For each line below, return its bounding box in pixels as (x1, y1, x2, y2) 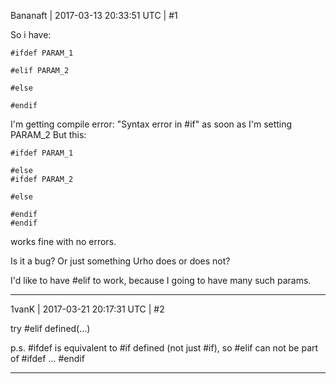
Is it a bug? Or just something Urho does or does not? (10, 255, 231, 267)
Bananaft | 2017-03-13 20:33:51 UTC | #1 (10, 10, 178, 21)
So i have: (10, 29, 52, 40)
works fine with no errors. (10, 236, 117, 247)
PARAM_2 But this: (10, 129, 87, 140)
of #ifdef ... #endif (10, 353, 85, 364)
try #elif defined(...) (10, 323, 91, 334)
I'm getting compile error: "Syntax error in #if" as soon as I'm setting (10, 118, 293, 130)
